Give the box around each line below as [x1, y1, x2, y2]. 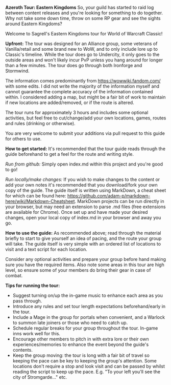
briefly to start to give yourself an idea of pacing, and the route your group [5, 235, 162, 241]
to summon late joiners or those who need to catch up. [12, 320, 128, 326]
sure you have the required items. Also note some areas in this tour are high [5, 261, 164, 268]
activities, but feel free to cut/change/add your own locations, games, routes [5, 115, 166, 121]
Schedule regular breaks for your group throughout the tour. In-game [12, 325, 158, 331]
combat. [5, 273, 23, 278]
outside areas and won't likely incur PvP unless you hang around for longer [5, 57, 163, 63]
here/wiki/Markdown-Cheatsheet [5, 198, 75, 204]
